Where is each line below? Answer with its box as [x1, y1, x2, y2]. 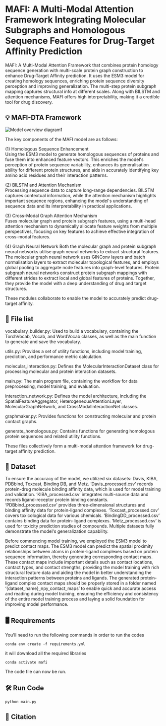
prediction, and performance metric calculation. [5, 354, 103, 360]
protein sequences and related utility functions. [5, 433, 102, 439]
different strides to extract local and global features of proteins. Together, [5, 275, 155, 281]
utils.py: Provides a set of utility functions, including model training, [5, 348, 142, 354]
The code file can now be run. [5, 669, 67, 675]
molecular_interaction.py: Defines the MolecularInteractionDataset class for [5, 363, 160, 369]
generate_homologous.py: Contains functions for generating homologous [5, 428, 155, 434]
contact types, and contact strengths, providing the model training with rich [5, 565, 160, 571]
